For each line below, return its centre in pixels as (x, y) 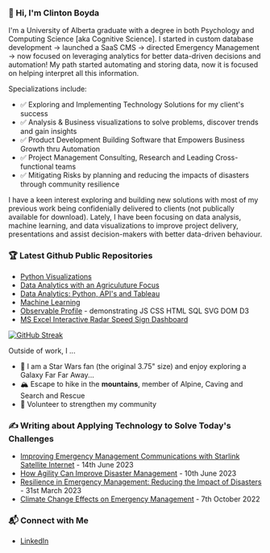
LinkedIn (34, 541)
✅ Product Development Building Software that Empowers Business (132, 140)
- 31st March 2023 (51, 490)
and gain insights (48, 132)
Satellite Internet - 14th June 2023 (77, 464)
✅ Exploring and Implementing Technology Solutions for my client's (132, 105)
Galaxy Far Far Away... (57, 375)
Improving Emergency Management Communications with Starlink (130, 456)
